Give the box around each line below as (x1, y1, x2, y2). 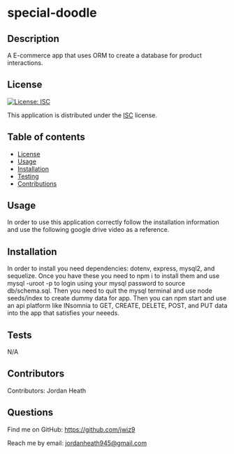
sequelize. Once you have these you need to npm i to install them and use (7, 272, 220, 280)
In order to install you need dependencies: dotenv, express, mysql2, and (7, 264, 215, 273)
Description (7, 33, 59, 45)
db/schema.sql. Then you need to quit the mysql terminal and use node (7, 286, 213, 295)
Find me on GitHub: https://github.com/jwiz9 (7, 425, 136, 434)
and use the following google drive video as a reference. (7, 226, 170, 234)
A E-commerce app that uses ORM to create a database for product (7, 51, 203, 59)
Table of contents (7, 131, 85, 143)
